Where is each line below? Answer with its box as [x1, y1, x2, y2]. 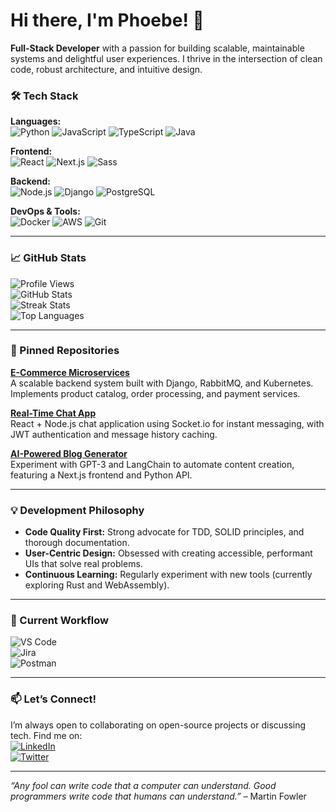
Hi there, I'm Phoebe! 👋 [10, 9, 205, 32]
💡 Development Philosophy [10, 503, 145, 517]
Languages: [10, 115, 62, 128]
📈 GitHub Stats [10, 251, 87, 265]
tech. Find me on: [10, 729, 83, 741]
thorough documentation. [24, 537, 130, 549]
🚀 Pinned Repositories [10, 344, 120, 358]
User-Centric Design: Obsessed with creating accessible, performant [24, 547, 313, 559]
